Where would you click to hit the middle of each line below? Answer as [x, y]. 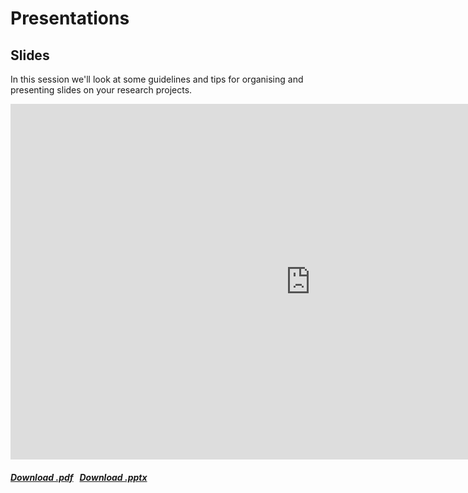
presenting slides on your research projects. [101, 90]
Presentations [70, 18]
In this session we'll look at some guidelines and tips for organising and [157, 79]
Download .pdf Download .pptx [79, 477]
